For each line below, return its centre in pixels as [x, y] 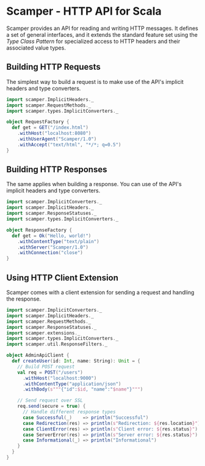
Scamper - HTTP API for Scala [84, 11]
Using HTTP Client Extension [63, 278]
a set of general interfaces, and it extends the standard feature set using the [102, 34]
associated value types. [36, 48]
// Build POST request [46, 366]
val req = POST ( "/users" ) [50, 372]
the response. [24, 299]
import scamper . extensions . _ [43, 333]
